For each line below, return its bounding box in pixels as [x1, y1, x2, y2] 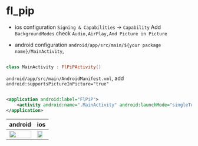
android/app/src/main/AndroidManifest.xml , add [6, 75, 124, 82]
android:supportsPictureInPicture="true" [6, 81, 110, 87]
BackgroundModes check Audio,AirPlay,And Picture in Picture [14, 29, 167, 36]
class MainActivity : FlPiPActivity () [6, 64, 101, 70]
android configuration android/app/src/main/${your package [14, 41, 161, 48]
